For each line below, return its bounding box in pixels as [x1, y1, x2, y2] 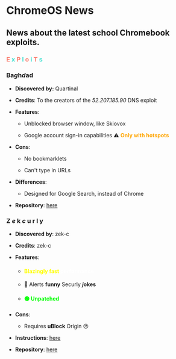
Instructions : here [14, 334, 61, 341]
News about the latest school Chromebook [6, 28, 170, 38]
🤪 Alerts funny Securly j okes [24, 281, 96, 288]
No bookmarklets [24, 155, 68, 162]
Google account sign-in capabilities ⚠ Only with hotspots [24, 131, 169, 139]
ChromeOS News [6, 4, 94, 17]
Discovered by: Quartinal [14, 85, 78, 92]
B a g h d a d [6, 71, 33, 80]
